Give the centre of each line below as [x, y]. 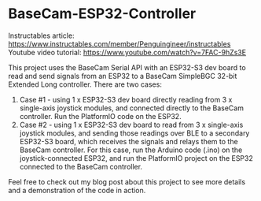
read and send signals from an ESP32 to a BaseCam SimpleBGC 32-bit [123, 76]
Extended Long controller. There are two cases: [85, 84]
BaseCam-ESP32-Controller [102, 14]
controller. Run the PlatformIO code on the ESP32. [101, 116]
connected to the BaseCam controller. [81, 166]
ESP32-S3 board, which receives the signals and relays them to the [129, 141]
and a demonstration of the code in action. [77, 190]
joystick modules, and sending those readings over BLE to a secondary [134, 133]
